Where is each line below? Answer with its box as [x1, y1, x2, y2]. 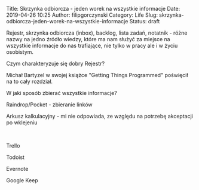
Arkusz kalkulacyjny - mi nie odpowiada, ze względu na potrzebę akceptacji [6, 113, 193, 119]
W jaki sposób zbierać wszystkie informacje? [6, 90, 118, 96]
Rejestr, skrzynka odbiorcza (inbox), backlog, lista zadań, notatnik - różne [6, 29, 188, 36]
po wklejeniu [6, 119, 38, 126]
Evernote [6, 166, 29, 172]
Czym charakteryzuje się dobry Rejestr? [6, 60, 105, 67]
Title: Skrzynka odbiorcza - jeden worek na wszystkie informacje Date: [6, 5, 180, 12]
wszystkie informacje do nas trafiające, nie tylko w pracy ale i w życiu [6, 42, 178, 49]
